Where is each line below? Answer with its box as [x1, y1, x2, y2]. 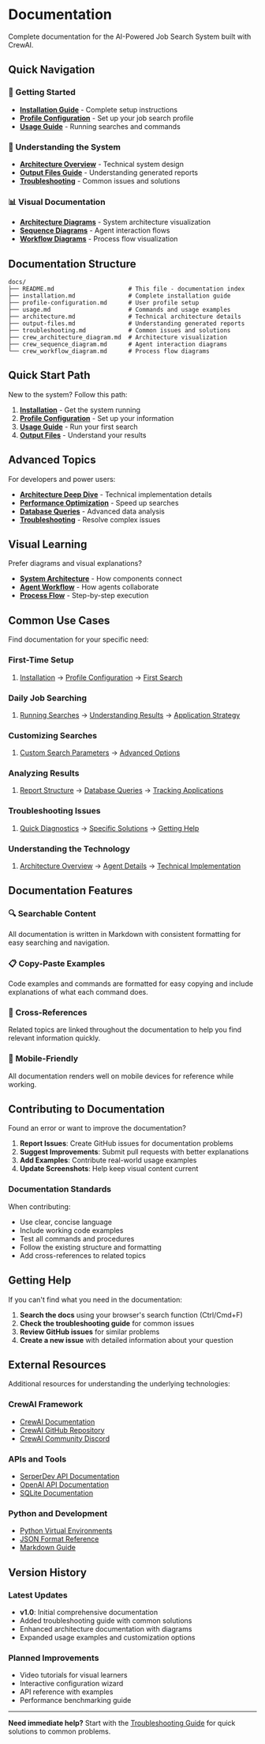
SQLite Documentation [19, 1488, 93, 1497]
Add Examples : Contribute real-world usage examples [19, 1155, 197, 1165]
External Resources [8, 1358, 106, 1371]
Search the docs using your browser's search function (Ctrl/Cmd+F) [19, 1310, 243, 1319]
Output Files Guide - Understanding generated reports [19, 168, 199, 177]
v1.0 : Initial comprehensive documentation [19, 1607, 159, 1617]
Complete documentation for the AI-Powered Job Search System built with [8, 32, 252, 41]
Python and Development [8, 1507, 108, 1518]
